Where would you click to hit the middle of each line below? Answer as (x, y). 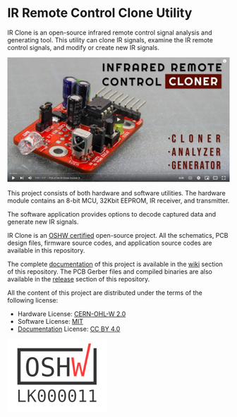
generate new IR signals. (43, 222)
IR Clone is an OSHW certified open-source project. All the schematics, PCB (118, 235)
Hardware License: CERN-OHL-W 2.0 (72, 314)
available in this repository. (46, 250)
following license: (33, 300)
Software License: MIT (50, 321)
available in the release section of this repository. (79, 279)
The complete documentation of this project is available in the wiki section (115, 264)
